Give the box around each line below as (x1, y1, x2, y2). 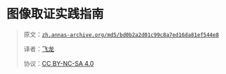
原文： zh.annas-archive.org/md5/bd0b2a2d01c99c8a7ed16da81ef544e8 (23, 30, 219, 38)
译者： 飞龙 (23, 45, 55, 53)
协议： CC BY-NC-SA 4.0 (23, 59, 94, 67)
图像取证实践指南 (6, 6, 105, 22)
